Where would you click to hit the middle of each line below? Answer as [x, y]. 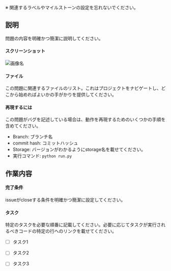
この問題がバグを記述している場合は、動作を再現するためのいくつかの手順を [85, 119]
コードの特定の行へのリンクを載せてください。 [68, 231]
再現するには [19, 107]
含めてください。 [23, 126]
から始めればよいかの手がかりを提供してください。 [63, 95]
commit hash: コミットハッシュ [45, 143]
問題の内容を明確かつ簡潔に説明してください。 [54, 38]
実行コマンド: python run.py [42, 156]
